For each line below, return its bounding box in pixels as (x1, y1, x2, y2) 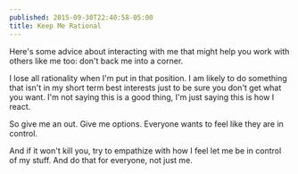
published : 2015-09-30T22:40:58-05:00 (9, 12, 153, 22)
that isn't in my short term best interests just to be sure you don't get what (9, 82, 282, 93)
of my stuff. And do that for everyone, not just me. (9, 154, 194, 165)
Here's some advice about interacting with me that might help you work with (9, 46, 290, 56)
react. (9, 101, 31, 112)
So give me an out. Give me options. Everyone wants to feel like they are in (9, 118, 284, 129)
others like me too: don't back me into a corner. (9, 55, 184, 66)
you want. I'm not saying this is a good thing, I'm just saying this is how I (9, 91, 275, 103)
